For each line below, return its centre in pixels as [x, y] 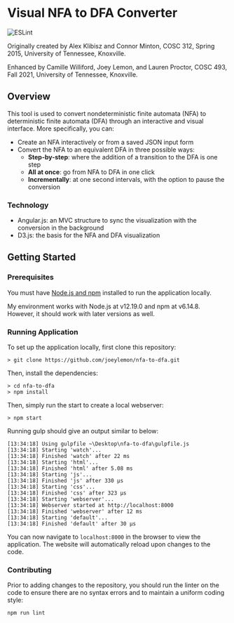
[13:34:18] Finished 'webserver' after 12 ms [75, 512]
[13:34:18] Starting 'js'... [50, 475]
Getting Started [42, 257]
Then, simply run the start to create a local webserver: [85, 405]
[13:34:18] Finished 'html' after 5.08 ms [70, 468]
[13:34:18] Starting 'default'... [58, 518]
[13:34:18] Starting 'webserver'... [61, 499]
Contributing [29, 570]
